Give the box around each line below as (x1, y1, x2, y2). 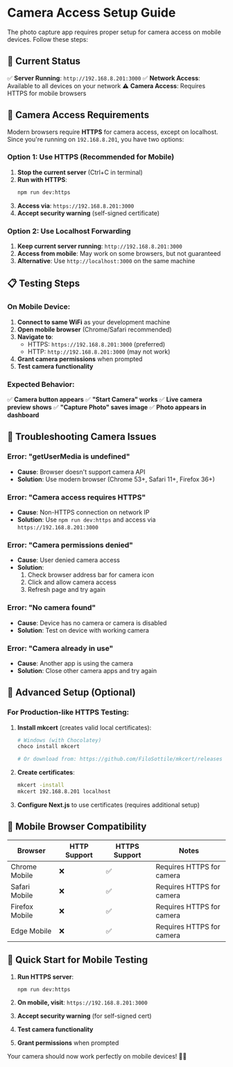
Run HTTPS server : (17, 973, 74, 981)
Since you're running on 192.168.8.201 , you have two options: (7, 135, 184, 143)
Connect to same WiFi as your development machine (17, 317, 171, 326)
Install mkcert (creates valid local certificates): (17, 723, 152, 731)
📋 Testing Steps (7, 278, 80, 290)
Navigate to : (17, 332, 53, 341)
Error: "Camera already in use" (7, 643, 114, 653)
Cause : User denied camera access (17, 556, 120, 564)
